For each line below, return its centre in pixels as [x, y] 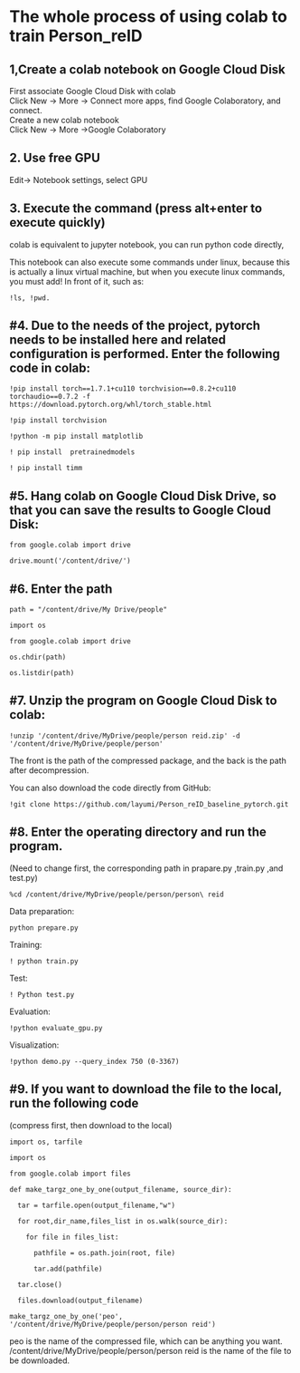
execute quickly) [57, 222]
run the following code [74, 1103]
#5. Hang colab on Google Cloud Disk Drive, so [143, 496]
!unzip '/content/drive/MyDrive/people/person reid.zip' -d [125, 736]
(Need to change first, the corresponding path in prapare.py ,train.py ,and [146, 868]
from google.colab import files [70, 1174]
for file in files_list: [72, 1237]
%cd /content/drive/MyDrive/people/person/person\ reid [117, 894]
